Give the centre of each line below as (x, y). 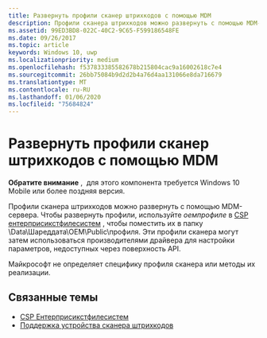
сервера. (24, 215)
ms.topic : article (39, 45)
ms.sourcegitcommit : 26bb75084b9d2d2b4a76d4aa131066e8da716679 (115, 75)
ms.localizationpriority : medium (64, 60)
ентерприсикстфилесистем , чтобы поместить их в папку (106, 223)
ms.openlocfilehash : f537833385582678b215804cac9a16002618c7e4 (115, 68)
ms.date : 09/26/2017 (43, 38)
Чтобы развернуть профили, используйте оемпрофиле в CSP (145, 215)
